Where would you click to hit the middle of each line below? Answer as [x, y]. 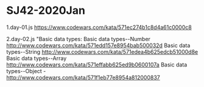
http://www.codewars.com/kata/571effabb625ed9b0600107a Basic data [97, 65]
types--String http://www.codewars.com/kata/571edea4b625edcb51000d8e [102, 51]
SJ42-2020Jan [46, 11]
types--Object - [26, 71]
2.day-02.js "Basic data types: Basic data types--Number [79, 39]
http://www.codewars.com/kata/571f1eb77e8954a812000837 [83, 77]
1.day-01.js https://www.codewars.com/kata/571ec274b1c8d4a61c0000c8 [99, 27]
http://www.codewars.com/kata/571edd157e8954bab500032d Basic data [98, 45]
